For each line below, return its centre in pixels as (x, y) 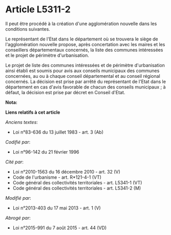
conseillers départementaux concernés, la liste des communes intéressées (84, 50)
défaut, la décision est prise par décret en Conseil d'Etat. (65, 92)
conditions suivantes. (28, 29)
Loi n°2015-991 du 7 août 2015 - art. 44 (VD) (60, 228)
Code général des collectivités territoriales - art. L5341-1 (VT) (77, 182)
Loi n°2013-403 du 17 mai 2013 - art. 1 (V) (57, 208)
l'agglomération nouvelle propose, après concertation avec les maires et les (85, 44)
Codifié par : (18, 142)
